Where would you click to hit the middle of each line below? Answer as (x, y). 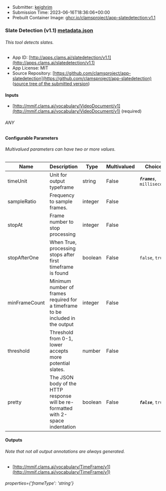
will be (57, 402)
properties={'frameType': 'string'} (40, 483)
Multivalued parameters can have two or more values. (61, 149)
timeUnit (17, 181)
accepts (59, 351)
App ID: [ (21, 58)
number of (62, 287)
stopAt (15, 225)
